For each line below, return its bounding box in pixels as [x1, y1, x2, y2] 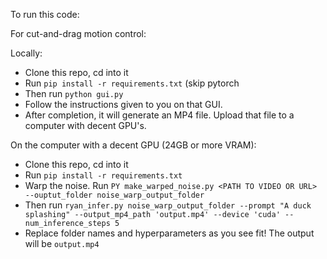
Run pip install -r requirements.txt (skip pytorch [24, 77, 240, 89]
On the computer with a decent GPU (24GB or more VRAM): [10, 139, 257, 151]
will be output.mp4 [24, 238, 100, 249]
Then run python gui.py [24, 88, 124, 99]
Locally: [10, 47, 43, 59]
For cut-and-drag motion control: [10, 28, 147, 39]
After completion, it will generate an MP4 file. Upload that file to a [24, 109, 295, 121]
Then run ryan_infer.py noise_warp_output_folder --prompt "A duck [24, 199, 312, 211]
